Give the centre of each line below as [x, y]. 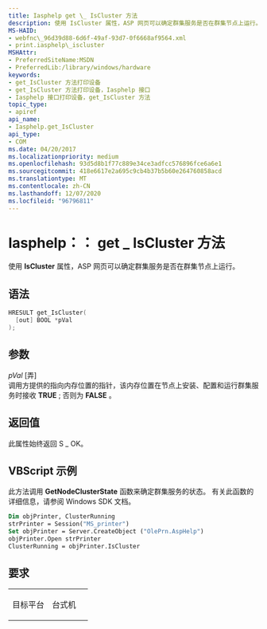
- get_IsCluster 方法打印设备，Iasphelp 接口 [79, 90]
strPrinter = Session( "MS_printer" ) [69, 524]
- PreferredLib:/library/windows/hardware [79, 68]
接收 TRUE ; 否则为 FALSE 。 [69, 395]
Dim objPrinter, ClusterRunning [62, 517]
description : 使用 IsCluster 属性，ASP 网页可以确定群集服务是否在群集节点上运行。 [135, 23]
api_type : [25, 134]
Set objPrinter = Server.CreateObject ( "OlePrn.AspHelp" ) [106, 532]
